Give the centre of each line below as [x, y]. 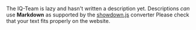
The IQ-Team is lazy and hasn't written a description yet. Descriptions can [98, 9]
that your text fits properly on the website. [58, 21]
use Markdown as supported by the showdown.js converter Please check [98, 15]
